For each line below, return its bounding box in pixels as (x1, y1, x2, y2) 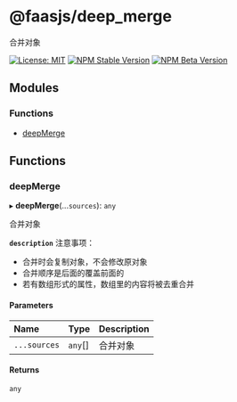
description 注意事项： (9, 238, 95, 249)
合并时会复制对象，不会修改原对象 (21, 257, 148, 267)
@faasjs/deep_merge (9, 6, 172, 27)
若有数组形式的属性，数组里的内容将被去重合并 (21, 279, 194, 290)
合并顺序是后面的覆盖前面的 (21, 267, 125, 278)
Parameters (9, 299, 53, 310)
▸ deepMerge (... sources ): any (9, 201, 117, 211)
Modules (9, 80, 60, 95)
